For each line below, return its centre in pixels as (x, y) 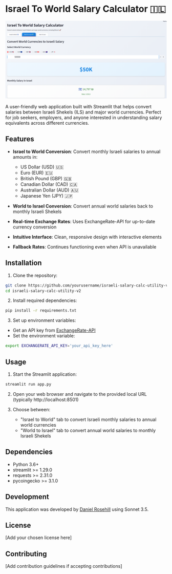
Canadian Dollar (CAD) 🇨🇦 (49, 184)
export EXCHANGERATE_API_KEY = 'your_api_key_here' (59, 346)
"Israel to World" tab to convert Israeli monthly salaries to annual (88, 419)
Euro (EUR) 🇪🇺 (37, 173)
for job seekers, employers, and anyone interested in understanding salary (84, 118)
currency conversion (35, 227)
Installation (24, 263)
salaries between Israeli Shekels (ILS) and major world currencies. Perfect (83, 112)
